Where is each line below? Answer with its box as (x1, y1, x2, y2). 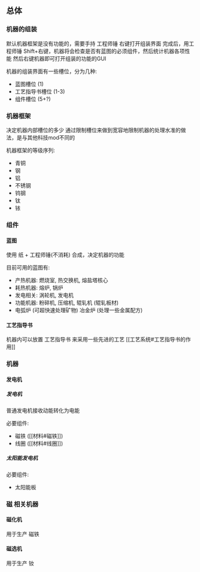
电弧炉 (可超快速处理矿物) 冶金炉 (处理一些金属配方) (14, 307, 143, 314)
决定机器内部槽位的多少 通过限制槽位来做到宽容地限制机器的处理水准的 (6, 126, 181, 134)
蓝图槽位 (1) (14, 80, 44, 87)
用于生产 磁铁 (6, 530, 40, 537)
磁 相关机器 (6, 500, 39, 508)
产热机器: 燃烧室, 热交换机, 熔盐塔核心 (14, 277, 108, 284)
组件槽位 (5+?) (14, 95, 51, 102)
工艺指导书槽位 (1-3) (14, 87, 65, 95)
